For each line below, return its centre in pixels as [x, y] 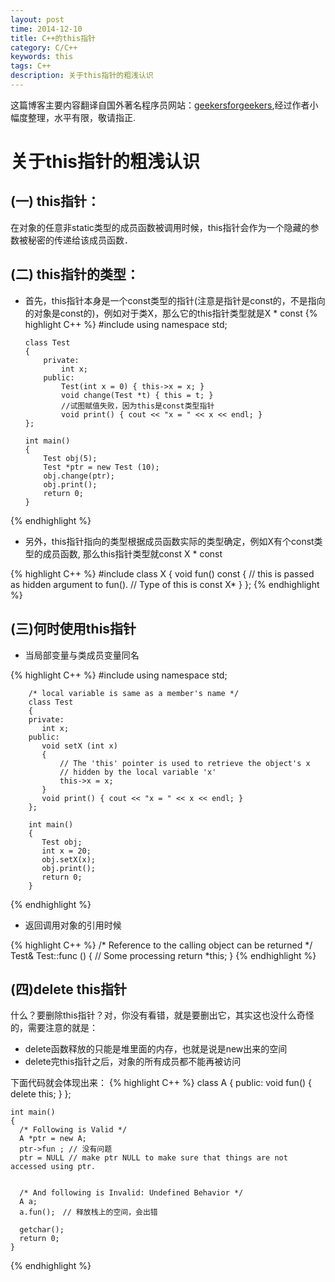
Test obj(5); [70, 458]
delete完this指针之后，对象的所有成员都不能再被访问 [133, 1062]
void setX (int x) [79, 746]
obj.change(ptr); [79, 476]
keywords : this [42, 57]
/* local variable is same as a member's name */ [134, 693]
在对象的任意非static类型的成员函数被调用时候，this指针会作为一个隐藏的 [160, 227]
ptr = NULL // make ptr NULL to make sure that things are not [153, 1158]
